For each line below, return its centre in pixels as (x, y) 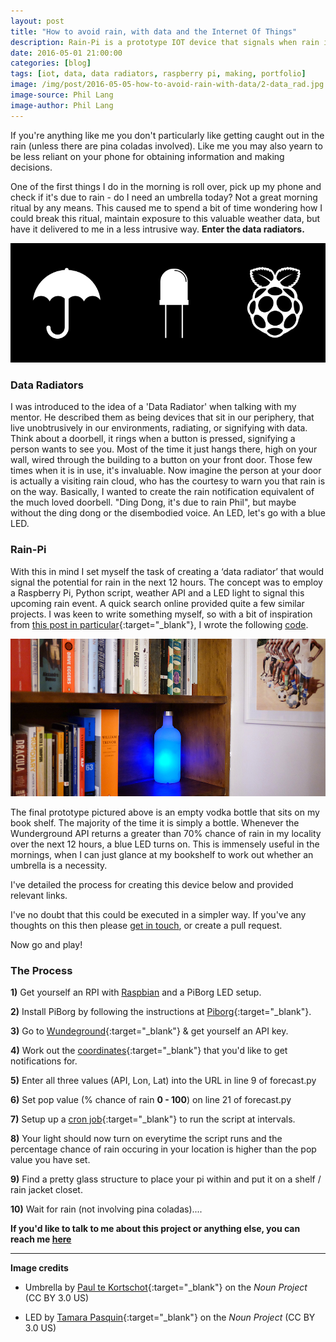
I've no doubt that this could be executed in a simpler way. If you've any (158, 914)
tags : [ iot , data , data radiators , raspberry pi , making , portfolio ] (158, 74)
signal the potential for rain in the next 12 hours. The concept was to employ (166, 582)
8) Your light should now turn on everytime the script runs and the (146, 1138)
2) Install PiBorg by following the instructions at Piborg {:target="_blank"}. (161, 1011)
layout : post (37, 21)
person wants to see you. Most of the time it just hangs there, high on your (164, 449)
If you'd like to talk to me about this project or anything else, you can (155, 1228)
